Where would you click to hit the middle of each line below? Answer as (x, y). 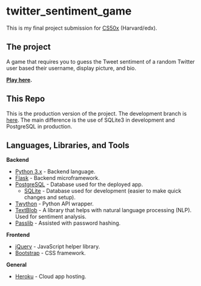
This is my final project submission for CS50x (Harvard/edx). (82, 28)
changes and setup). (50, 198)
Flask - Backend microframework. (57, 178)
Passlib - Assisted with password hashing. (68, 223)
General (17, 265)
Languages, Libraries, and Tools (68, 145)
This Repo (26, 99)
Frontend (18, 235)
